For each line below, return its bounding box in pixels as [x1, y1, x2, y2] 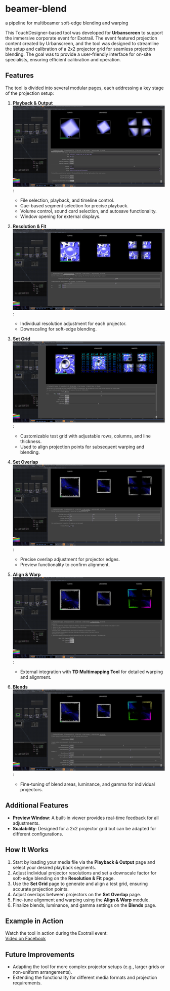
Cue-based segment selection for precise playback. [20, 203, 129, 209]
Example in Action [5, 916, 64, 925]
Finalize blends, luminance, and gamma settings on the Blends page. [12, 902, 157, 908]
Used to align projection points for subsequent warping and [20, 444, 145, 450]
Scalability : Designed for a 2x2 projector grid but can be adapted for [12, 825, 157, 831]
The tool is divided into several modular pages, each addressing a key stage [5, 85, 164, 91]
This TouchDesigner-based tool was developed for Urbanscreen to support [5, 29, 163, 35]
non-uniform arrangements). [12, 969, 72, 975]
